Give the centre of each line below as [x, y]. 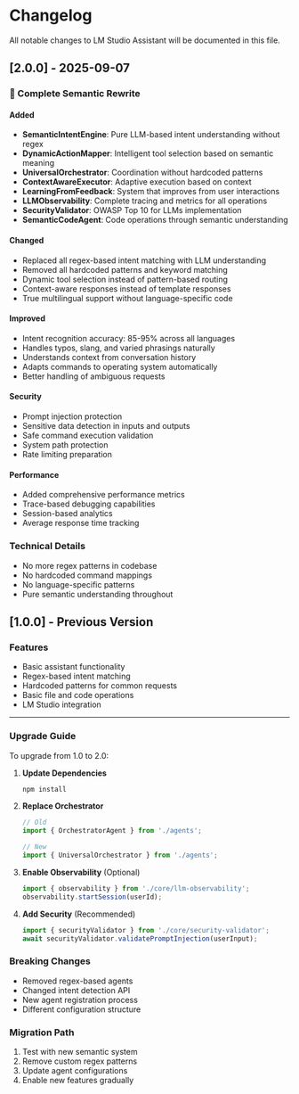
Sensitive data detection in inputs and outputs [106, 426]
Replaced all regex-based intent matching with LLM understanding [144, 260]
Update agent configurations [75, 1071]
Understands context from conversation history [109, 357]
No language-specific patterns [78, 584]
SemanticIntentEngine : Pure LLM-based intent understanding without [151, 135]
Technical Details [48, 547]
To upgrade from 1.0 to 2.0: [59, 755]
